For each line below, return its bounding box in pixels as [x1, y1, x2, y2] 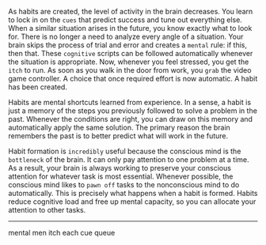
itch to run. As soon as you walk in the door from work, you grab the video [8, 66, 252, 74]
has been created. [8, 82, 67, 92]
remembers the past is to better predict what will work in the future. [8, 131, 229, 141]
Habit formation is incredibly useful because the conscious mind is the [8, 146, 241, 156]
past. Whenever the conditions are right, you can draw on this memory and [8, 115, 253, 123]
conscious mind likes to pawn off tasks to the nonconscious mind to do [8, 180, 240, 189]
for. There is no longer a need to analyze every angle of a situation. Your [8, 32, 244, 41]
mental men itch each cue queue [8, 228, 116, 237]
